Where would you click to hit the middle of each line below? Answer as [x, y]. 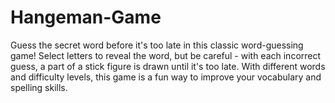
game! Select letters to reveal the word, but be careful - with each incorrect [166, 55]
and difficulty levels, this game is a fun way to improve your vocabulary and [166, 77]
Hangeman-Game [86, 17]
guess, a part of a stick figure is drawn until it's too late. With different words [168, 66]
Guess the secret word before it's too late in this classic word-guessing [157, 45]
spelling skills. [39, 87]
